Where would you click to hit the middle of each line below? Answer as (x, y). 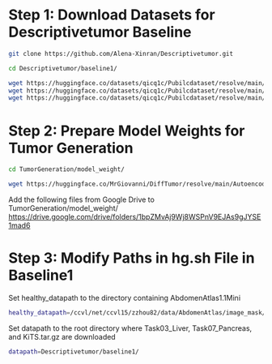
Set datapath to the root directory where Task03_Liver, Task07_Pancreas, (130, 328)
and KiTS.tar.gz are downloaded (62, 336)
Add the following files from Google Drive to (82, 199)
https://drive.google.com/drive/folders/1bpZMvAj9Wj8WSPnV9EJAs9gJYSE (135, 217)
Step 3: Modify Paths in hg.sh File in (132, 258)
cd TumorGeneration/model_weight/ (67, 169)
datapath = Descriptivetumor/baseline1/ (74, 351)
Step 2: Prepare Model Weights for (127, 131)
